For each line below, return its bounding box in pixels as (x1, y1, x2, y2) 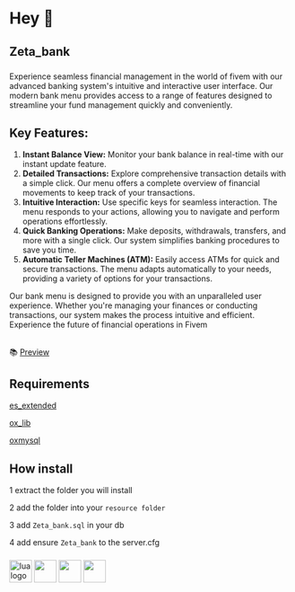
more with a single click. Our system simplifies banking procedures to (22, 235, 280, 246)
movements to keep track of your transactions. (22, 188, 195, 199)
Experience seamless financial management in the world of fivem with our (9, 71, 283, 82)
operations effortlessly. (22, 216, 108, 227)
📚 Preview (9, 347, 50, 358)
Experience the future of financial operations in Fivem (9, 319, 208, 331)
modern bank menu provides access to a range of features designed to (9, 90, 273, 101)
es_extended (9, 400, 56, 411)
